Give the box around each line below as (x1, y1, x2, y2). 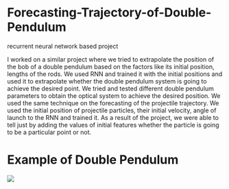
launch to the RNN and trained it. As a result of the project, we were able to (7, 113, 219, 121)
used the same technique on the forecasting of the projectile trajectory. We (7, 99, 219, 107)
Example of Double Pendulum (7, 152, 179, 168)
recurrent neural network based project (7, 42, 119, 50)
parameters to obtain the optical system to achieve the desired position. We (7, 91, 221, 100)
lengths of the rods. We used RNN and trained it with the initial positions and (7, 70, 223, 78)
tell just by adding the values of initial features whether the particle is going (7, 121, 219, 129)
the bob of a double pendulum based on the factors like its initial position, (7, 62, 215, 71)
